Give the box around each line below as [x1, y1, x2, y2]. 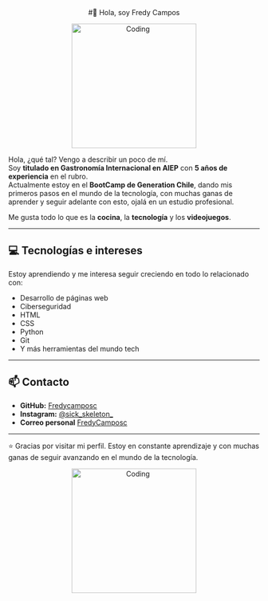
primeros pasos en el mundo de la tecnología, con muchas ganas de [8, 189, 233, 198]
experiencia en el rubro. [8, 171, 89, 181]
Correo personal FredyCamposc [19, 418, 128, 427]
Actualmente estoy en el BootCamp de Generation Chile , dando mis [8, 180, 233, 190]
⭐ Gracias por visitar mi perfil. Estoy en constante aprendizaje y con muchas [8, 441, 259, 450]
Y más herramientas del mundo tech [19, 344, 140, 353]
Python [19, 327, 44, 336]
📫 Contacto [8, 375, 69, 389]
